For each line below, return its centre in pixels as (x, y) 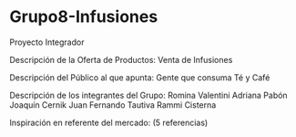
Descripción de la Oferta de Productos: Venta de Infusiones (121, 59)
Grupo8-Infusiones (84, 17)
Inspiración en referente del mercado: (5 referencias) (109, 122)
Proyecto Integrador (47, 42)
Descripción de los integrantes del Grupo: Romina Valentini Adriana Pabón (149, 95)
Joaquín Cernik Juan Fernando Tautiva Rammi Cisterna (113, 105)
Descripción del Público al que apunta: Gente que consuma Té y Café (140, 77)
